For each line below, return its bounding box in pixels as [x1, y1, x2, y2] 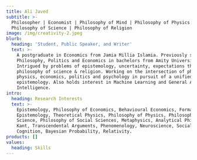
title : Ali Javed [6, 8, 49, 15]
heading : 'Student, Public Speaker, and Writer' [11, 42, 133, 47]
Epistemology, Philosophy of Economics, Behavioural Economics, [16, 107, 177, 113]
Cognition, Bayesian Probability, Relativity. [16, 128, 133, 135]
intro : [6, 90, 22, 96]
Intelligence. [16, 85, 51, 91]
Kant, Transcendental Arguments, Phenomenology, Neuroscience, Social [16, 123, 193, 129]
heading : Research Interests [11, 96, 83, 101]
